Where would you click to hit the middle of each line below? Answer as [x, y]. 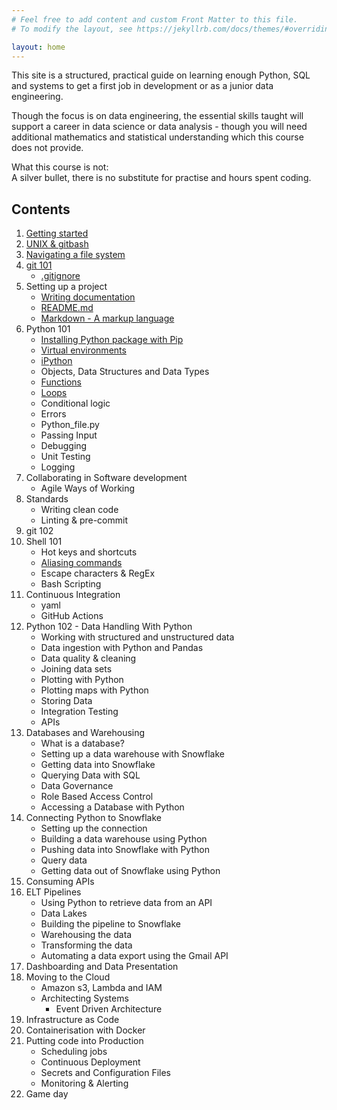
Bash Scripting [71, 584]
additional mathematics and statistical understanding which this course [157, 137]
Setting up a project [66, 287]
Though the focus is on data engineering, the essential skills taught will [157, 116]
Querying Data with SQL [90, 775]
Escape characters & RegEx [98, 573]
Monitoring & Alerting [84, 1083]
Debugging [64, 446]
